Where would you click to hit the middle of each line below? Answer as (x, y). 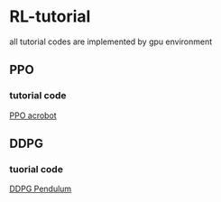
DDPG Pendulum (41, 189)
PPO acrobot (33, 115)
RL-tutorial (50, 17)
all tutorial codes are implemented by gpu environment (111, 41)
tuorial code (36, 169)
